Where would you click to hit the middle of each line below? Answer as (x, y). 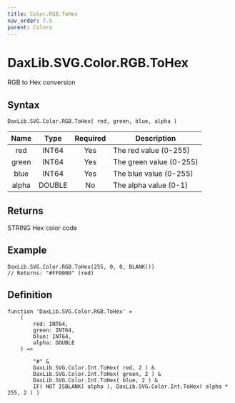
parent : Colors (30, 27)
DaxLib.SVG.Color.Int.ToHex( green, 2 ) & (97, 374)
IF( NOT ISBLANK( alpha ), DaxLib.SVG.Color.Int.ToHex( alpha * (131, 387)
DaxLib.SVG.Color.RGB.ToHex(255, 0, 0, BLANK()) (81, 267)
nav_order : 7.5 (30, 21)
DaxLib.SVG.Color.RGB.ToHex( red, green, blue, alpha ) (92, 121)
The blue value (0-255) (153, 174)
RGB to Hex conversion (42, 82)
